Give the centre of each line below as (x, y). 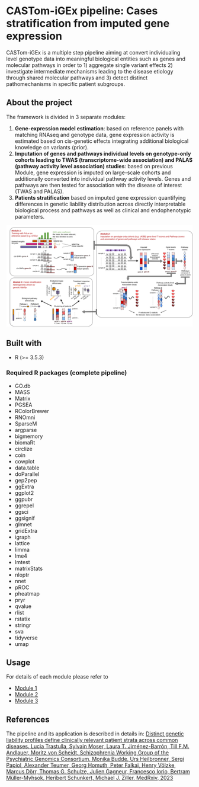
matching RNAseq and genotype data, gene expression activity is (94, 135)
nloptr (22, 575)
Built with (24, 343)
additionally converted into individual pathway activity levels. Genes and (103, 178)
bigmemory (29, 436)
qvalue (23, 606)
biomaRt (25, 442)
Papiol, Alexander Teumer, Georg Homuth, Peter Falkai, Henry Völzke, (91, 765)
